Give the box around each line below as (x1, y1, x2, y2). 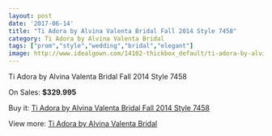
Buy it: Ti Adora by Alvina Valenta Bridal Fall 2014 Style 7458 (8, 103, 210, 113)
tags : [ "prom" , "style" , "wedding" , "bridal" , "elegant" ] (8, 42, 194, 50)
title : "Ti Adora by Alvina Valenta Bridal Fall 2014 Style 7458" (8, 27, 237, 35)
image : (8, 49, 31, 57)
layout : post (8, 11, 53, 20)
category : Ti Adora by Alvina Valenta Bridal (8, 34, 164, 43)
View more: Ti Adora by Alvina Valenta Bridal (8, 119, 158, 128)
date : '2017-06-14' (8, 19, 74, 28)
